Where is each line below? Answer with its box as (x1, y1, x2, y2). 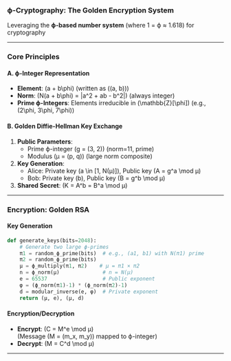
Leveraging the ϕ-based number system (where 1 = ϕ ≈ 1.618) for (7, 21, 195, 30)
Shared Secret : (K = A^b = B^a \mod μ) (16, 181, 128, 189)
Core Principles (7, 52, 60, 62)
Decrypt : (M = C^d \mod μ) (16, 339, 95, 347)
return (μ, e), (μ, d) (19, 294, 85, 301)
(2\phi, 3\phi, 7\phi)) (16, 106, 75, 115)
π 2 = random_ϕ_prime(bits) (19, 256, 97, 263)
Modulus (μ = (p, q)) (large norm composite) (27, 152, 153, 160)
